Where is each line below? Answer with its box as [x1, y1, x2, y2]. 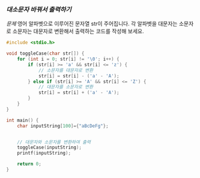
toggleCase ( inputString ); [17, 144, 82, 151]
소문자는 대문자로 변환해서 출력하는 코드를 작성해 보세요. [12, 28, 144, 35]
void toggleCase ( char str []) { [6, 51, 85, 57]
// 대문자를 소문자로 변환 [38, 84, 94, 90]
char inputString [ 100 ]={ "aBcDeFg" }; [17, 123, 109, 129]
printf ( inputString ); [17, 150, 71, 156]
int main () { [6, 117, 39, 123]
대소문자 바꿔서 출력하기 [6, 5, 72, 13]
